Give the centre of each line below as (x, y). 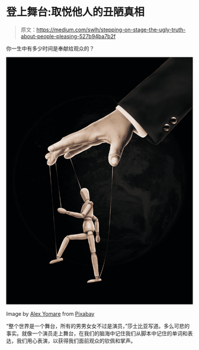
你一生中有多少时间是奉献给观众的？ (50, 48)
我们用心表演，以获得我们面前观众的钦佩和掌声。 (76, 341)
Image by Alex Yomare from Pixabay (50, 313)
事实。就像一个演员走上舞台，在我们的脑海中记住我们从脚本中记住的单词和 (97, 333)
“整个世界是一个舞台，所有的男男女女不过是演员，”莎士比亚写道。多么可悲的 (98, 326)
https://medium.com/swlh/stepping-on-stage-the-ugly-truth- (111, 30)
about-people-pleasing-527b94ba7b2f (68, 36)
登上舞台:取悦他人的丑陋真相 (76, 12)
